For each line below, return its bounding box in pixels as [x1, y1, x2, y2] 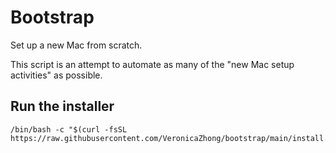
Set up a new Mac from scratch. [10, 39, 143, 51]
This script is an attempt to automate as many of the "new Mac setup [10, 58, 295, 70]
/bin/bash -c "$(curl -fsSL [10, 124, 128, 135]
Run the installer [10, 98, 115, 115]
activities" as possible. [10, 69, 103, 81]
